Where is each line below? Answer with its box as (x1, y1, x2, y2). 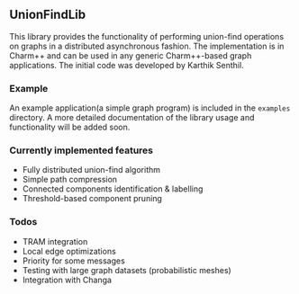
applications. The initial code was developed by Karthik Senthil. (9, 59, 245, 70)
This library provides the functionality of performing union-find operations (9, 31, 285, 41)
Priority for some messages (22, 255, 126, 266)
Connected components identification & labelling (22, 183, 204, 194)
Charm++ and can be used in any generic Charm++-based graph (9, 49, 252, 61)
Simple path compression (22, 174, 118, 185)
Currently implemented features (9, 144, 153, 156)
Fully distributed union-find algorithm (22, 165, 160, 175)
